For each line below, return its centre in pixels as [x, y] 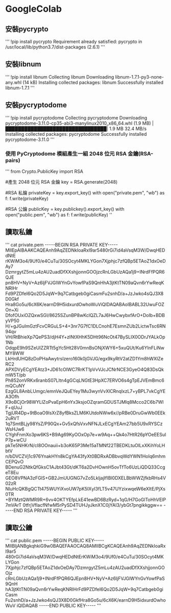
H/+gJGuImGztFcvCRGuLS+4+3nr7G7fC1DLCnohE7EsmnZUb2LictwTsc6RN [86, 326]
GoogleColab [34, 9]
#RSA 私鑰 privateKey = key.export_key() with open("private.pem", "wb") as [85, 192]
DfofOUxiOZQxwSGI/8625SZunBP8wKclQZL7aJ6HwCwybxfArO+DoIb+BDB [85, 315]
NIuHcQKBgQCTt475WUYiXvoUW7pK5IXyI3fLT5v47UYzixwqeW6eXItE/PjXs [86, 488]
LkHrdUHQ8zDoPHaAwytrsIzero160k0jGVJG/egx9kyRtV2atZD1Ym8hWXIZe [84, 358]
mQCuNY [15, 385]
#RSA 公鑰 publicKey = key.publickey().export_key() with [65, 209]
